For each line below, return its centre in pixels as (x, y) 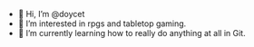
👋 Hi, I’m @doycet (51, 14)
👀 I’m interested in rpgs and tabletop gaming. (102, 23)
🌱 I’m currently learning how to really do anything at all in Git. (132, 33)
